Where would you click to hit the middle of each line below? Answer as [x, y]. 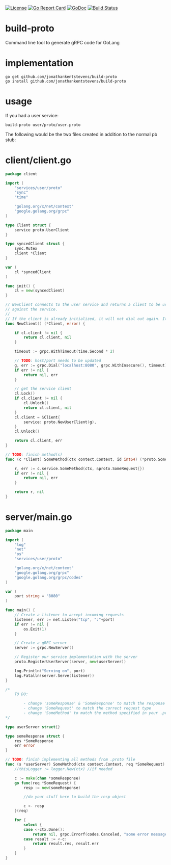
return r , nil [29, 492]
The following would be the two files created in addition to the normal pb [81, 134]
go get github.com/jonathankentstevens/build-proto [61, 76]
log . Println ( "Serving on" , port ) [50, 671]
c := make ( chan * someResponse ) [48, 778]
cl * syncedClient [33, 272]
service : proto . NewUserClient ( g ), [60, 422]
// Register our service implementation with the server [76, 657]
